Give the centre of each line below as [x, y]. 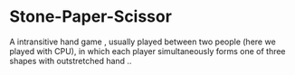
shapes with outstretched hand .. [71, 61]
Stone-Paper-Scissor [90, 17]
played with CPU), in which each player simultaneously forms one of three [148, 51]
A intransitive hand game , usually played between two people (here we [143, 42]
